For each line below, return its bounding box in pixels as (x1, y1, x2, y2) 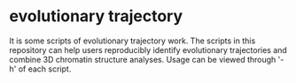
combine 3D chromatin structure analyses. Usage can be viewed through (9, 54, 277, 64)
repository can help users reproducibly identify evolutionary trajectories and (9, 44, 288, 55)
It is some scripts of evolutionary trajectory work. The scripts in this (9, 35, 256, 46)
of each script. (18, 64, 72, 74)
